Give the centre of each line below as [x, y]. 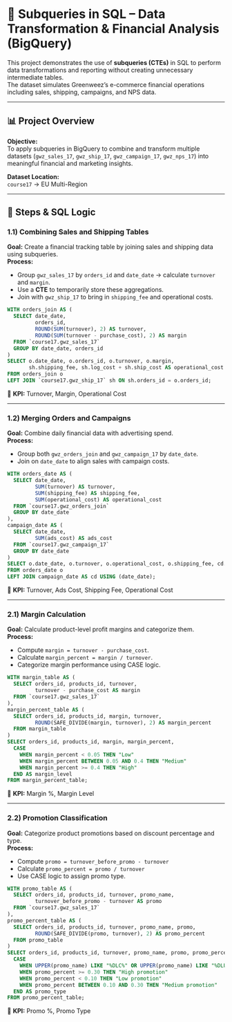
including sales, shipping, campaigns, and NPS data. [82, 92]
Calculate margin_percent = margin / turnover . [85, 658]
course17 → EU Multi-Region [47, 184]
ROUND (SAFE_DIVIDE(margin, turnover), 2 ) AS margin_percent [123, 723]
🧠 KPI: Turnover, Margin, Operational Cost [67, 393]
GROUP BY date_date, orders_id [58, 349]
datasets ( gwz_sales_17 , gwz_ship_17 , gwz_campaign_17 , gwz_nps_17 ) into [108, 156]
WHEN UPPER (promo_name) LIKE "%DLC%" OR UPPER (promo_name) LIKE [114, 966]
